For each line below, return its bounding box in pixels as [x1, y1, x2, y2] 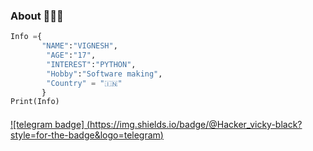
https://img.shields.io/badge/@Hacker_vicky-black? [89, 118, 303, 130]
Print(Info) [10, 97, 60, 107]
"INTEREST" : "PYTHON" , [46, 59, 137, 69]
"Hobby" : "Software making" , [46, 69, 163, 79]
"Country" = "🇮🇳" [46, 78, 123, 88]
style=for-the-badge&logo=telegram [10, 129, 161, 141]
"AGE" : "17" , [46, 50, 97, 61]
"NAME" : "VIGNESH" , [41, 41, 118, 51]
